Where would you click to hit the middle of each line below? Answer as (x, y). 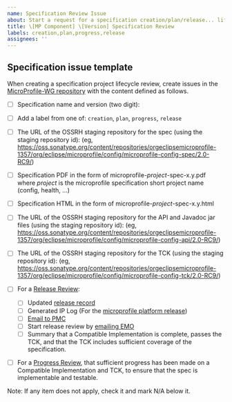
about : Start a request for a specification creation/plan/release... (111, 20)
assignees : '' (28, 39)
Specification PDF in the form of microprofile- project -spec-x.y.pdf (111, 175)
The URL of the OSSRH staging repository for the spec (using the (110, 132)
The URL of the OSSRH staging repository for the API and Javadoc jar (116, 217)
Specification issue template (70, 67)
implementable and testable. (58, 377)
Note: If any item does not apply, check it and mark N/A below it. (99, 391)
